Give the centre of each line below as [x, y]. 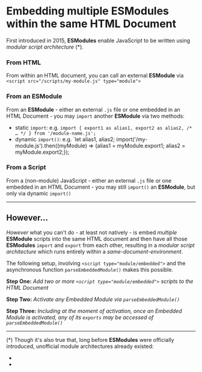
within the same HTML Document [91, 24]
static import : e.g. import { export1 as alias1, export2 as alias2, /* [103, 127]
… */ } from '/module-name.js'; [55, 133]
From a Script [26, 168]
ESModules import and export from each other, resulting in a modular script [100, 245]
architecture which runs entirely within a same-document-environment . [95, 251]
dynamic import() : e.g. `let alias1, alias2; [65, 139]
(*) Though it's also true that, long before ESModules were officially [90, 340]
